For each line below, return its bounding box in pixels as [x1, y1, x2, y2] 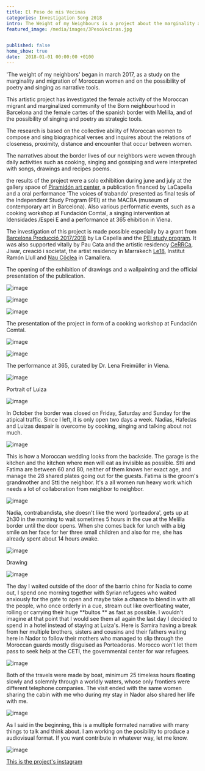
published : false [6, 42, 51, 49]
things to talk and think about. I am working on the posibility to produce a [6, 727, 190, 735]
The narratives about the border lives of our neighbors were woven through [6, 151, 196, 159]
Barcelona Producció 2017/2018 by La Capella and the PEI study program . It [6, 234, 196, 241]
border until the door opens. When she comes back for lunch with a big [6, 522, 186, 529]
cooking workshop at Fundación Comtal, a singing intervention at [6, 209, 170, 216]
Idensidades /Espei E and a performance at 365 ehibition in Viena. [6, 216, 173, 223]
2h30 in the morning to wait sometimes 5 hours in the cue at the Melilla [6, 515, 185, 523]
